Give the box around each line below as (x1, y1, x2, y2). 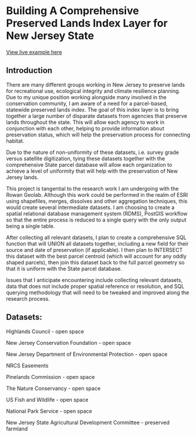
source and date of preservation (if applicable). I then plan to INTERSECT (6, 246, 183, 253)
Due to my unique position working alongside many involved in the (6, 93, 167, 100)
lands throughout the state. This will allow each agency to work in (6, 119, 165, 126)
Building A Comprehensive (6, 4, 139, 18)
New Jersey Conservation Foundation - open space (6, 339, 131, 346)
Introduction (6, 66, 53, 76)
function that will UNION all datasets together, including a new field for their (6, 240, 189, 247)
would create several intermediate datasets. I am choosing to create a (6, 204, 175, 211)
